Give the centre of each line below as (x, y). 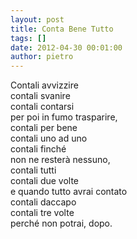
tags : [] (28, 38)
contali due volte (45, 181)
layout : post (37, 19)
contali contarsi (42, 107)
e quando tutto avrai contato (69, 192)
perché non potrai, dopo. (61, 223)
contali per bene (44, 128)
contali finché (38, 149)
